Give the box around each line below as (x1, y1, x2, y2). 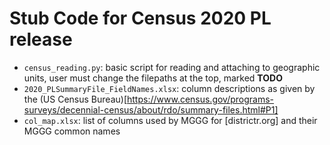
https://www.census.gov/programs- (126, 93, 275, 105)
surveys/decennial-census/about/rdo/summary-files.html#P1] (23, 103, 279, 116)
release (9, 28, 73, 51)
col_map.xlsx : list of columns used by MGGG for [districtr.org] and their (23, 114, 318, 126)
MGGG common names (23, 125, 121, 137)
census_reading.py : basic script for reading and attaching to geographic (23, 61, 321, 73)
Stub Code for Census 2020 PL (9, 7, 272, 30)
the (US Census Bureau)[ (23, 93, 127, 105)
